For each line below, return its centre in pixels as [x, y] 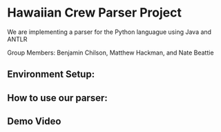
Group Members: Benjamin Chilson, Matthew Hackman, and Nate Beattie [110, 53]
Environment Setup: [51, 74]
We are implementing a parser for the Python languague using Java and [109, 32]
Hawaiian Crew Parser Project [94, 13]
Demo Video [34, 121]
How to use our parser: [58, 98]
